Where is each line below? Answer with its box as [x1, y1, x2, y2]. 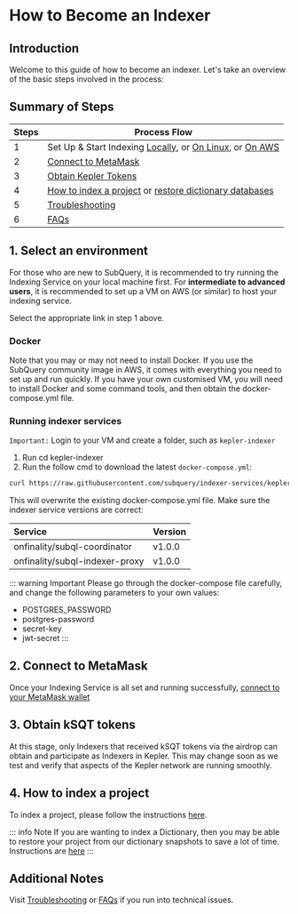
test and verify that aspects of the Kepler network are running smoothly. [9, 759, 272, 770]
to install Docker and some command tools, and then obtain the [9, 383, 241, 394]
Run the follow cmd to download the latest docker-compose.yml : [21, 461, 253, 472]
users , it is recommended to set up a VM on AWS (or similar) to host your [9, 285, 278, 296]
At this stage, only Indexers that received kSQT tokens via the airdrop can [9, 741, 278, 751]
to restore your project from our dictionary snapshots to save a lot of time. [9, 836, 279, 846]
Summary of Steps [9, 100, 114, 115]
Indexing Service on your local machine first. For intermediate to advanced [9, 277, 286, 287]
